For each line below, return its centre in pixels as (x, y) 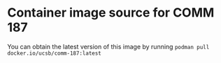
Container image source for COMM (111, 13)
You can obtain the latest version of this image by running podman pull (108, 46)
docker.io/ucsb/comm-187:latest (54, 53)
